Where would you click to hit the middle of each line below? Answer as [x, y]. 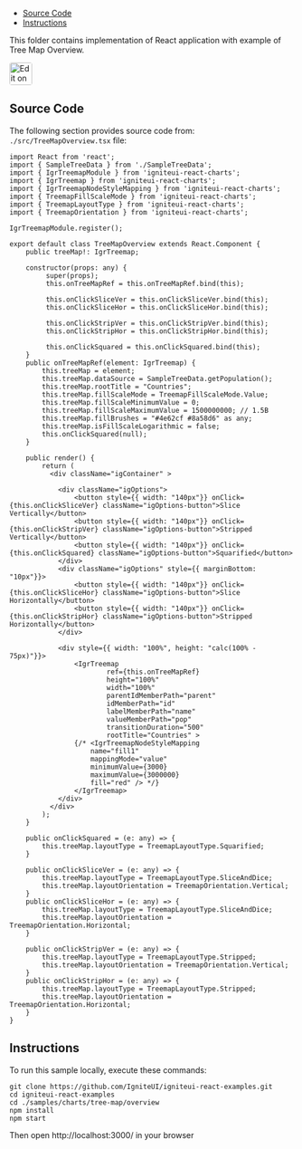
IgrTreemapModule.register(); [66, 228]
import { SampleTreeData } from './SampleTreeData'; [111, 165]
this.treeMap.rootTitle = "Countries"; [117, 387]
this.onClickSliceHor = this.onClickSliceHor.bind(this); [157, 307]
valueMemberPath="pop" [149, 719]
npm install [32, 1110]
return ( [58, 465]
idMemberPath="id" [141, 704]
